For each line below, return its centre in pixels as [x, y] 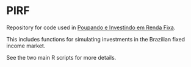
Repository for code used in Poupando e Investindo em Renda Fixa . [91, 27]
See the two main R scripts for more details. [61, 57]
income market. [26, 46]
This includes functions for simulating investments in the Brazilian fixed [95, 39]
